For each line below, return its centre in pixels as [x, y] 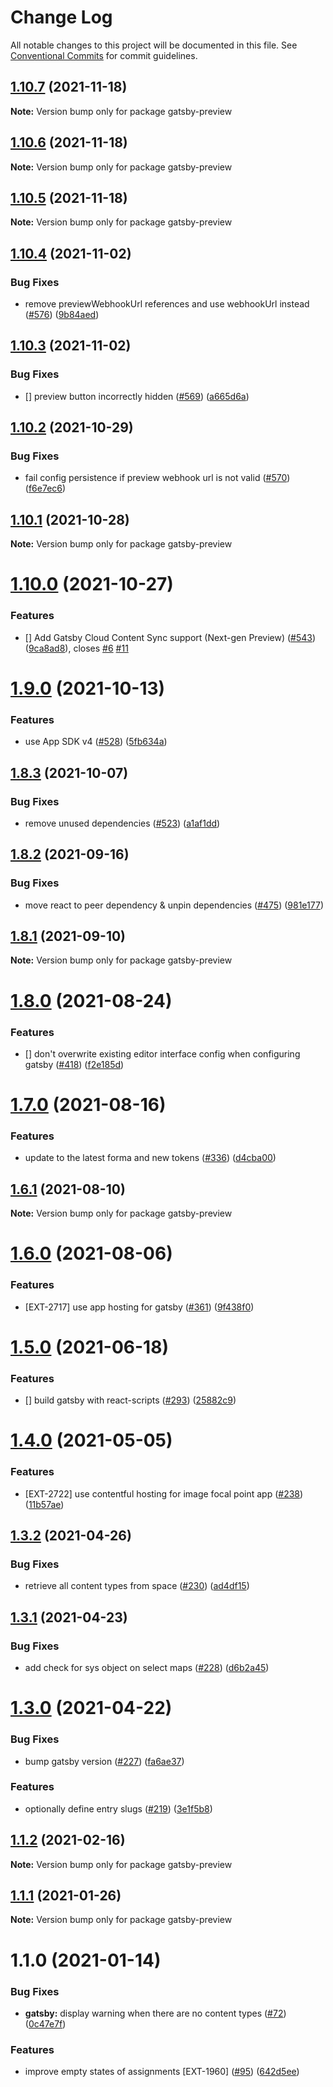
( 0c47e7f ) [45, 2023]
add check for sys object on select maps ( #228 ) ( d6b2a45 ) [147, 1668]
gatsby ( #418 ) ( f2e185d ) [74, 1064]
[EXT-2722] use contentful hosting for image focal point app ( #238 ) [164, 1493]
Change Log [61, 17]
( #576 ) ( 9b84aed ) [62, 315]
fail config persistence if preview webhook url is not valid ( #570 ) [157, 478]
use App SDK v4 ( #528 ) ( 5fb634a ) [96, 742]
